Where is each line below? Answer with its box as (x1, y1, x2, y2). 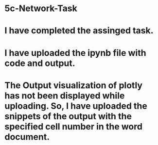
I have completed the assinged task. (4, 25, 154, 36)
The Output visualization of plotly (4, 80, 143, 91)
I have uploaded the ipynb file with (4, 47, 146, 58)
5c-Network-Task (4, 3, 77, 14)
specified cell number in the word (4, 121, 143, 132)
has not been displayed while (4, 90, 125, 101)
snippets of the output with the (4, 111, 132, 122)
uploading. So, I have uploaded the (4, 100, 148, 112)
